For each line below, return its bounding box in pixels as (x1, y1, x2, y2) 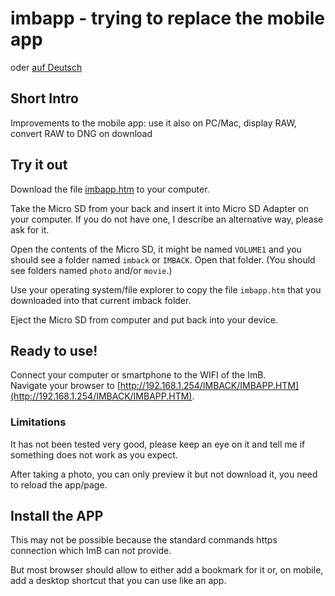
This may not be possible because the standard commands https (10, 534, 278, 546)
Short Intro (10, 90, 79, 107)
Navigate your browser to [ (10, 380, 121, 392)
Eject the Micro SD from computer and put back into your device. (10, 313, 279, 326)
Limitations (10, 415, 67, 429)
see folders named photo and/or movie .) (10, 264, 173, 276)
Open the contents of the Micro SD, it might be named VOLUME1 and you (10, 243, 302, 255)
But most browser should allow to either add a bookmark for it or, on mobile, (10, 564, 324, 576)
